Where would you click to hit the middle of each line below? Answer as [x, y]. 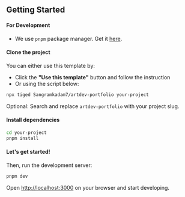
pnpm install [23, 138]
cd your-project [26, 132]
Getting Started [36, 10]
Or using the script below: [47, 83]
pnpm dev [17, 176]
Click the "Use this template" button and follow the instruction [92, 77]
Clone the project [28, 52]
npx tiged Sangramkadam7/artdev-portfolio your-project [77, 95]
